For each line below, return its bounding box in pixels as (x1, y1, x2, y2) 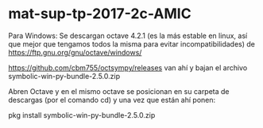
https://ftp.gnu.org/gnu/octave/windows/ (8, 47, 142, 57)
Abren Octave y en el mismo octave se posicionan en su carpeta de (8, 86, 230, 96)
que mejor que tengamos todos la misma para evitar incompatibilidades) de (8, 39, 256, 48)
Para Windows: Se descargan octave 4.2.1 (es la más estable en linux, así (8, 31, 248, 40)
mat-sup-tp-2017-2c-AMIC (8, 5, 192, 23)
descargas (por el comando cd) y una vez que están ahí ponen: (8, 95, 216, 104)
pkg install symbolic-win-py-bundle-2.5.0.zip (8, 110, 156, 119)
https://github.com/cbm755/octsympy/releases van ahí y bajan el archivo (8, 62, 248, 72)
